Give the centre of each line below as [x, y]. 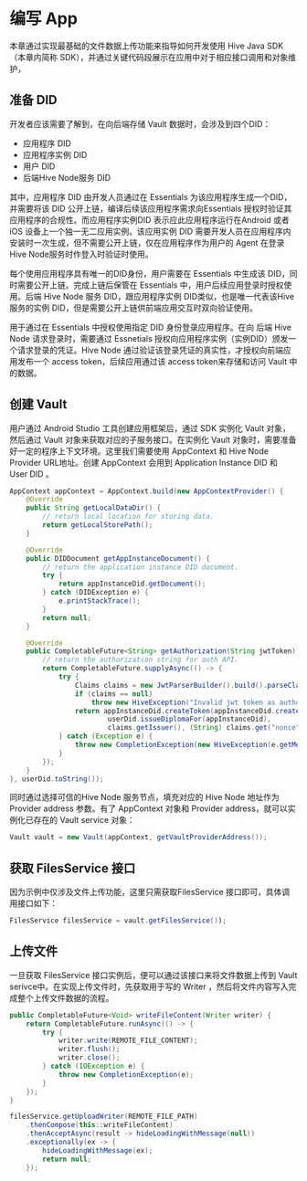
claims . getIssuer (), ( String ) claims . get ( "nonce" [204, 728]
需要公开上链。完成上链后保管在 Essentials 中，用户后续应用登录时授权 [151, 285]
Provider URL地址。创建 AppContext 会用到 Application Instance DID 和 [144, 462]
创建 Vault [38, 404]
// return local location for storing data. [128, 517]
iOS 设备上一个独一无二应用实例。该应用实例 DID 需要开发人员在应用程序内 [150, 231]
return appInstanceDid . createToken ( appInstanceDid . [175, 711]
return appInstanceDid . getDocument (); [132, 584]
